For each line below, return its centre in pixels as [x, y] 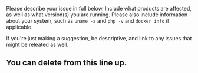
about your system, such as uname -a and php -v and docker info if [88, 21]
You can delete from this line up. [67, 63]
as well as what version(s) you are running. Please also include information [97, 15]
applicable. [19, 27]
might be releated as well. [37, 44]
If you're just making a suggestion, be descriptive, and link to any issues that [99, 38]
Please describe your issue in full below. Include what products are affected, [99, 8]
